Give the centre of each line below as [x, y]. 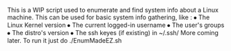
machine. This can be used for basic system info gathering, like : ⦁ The [109, 17]
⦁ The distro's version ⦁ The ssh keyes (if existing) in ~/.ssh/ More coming [113, 33]
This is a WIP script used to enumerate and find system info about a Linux [113, 10]
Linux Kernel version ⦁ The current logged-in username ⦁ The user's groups [116, 25]
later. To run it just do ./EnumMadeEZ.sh [65, 40]
